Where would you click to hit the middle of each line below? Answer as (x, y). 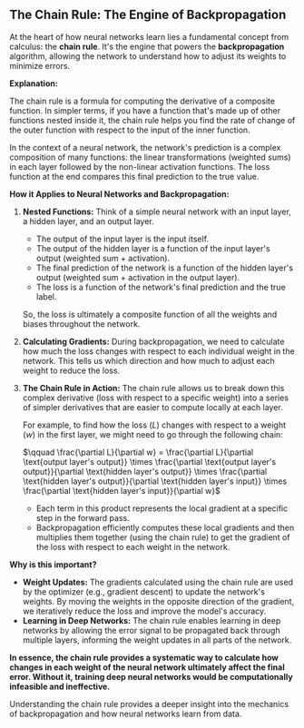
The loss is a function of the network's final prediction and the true (161, 287)
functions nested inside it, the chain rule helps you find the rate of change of (152, 120)
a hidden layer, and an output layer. (88, 221)
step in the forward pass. (83, 517)
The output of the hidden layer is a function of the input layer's (153, 248)
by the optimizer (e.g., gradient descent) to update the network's (144, 591)
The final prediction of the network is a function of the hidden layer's (164, 268)
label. (46, 296)
